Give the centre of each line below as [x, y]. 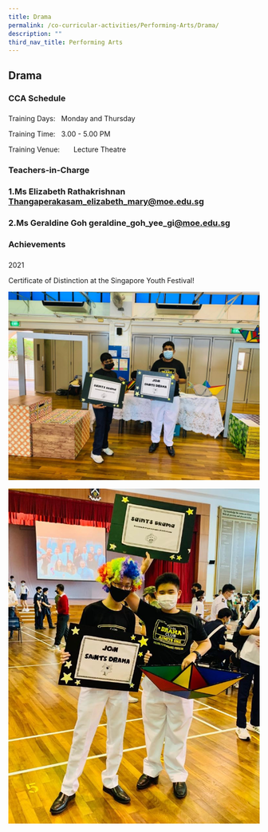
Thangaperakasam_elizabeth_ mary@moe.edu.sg [106, 202]
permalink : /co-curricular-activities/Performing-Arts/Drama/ [114, 25]
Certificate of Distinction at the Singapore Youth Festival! [101, 281]
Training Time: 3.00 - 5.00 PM [59, 134]
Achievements [37, 245]
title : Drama [30, 17]
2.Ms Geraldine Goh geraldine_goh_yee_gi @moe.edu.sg [119, 223]
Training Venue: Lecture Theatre [67, 150]
